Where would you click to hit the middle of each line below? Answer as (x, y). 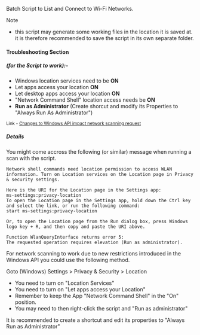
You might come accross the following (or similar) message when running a (99, 151)
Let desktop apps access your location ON (67, 93)
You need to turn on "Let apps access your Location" (80, 289)
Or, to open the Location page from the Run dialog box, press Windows (97, 221)
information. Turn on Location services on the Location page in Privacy (100, 174)
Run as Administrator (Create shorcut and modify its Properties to (96, 106)
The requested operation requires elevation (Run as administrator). (95, 242)
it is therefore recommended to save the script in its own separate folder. (104, 38)
